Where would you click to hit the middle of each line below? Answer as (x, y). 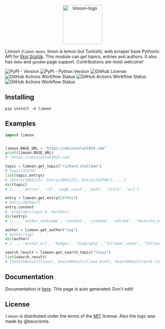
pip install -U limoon (28, 108)
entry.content (20, 207)
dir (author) (17, 239)
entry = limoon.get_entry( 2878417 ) (41, 198)
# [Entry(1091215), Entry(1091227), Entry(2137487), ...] (66, 180)
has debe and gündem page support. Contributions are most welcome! (74, 62)
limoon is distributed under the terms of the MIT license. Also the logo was (80, 316)
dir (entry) (16, 216)
